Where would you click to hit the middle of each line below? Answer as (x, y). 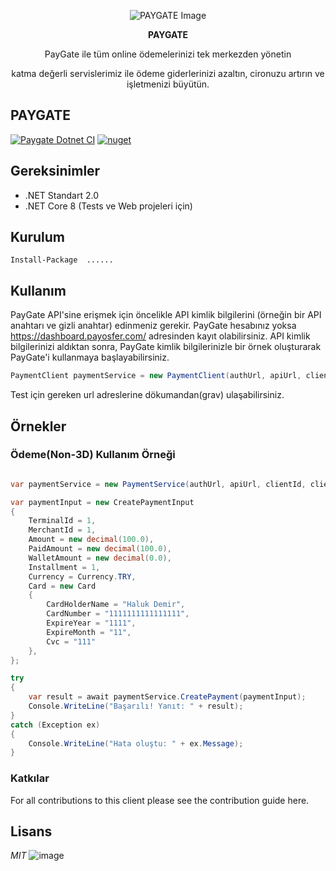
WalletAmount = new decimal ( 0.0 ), (100, 558)
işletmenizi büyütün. (168, 84)
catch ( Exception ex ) (55, 725)
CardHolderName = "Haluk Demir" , (116, 605)
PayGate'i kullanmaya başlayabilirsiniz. (90, 357)
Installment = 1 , (64, 567)
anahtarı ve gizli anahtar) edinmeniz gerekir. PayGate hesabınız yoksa (153, 326)
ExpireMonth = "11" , (89, 632)
